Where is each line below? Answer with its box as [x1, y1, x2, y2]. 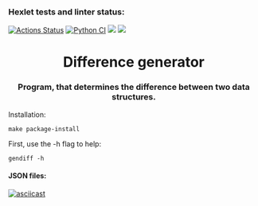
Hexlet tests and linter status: [8, 6, 125, 17]
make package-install [8, 125, 80, 133]
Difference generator [63, 53, 205, 72]
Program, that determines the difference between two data [18, 82, 250, 93]
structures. [111, 91, 157, 103]
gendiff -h [8, 154, 45, 162]
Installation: [8, 110, 46, 119]
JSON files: [8, 171, 47, 181]
